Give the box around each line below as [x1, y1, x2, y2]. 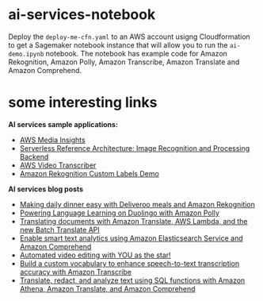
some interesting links [8, 94, 158, 112]
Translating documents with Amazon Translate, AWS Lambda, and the [19, 216, 248, 226]
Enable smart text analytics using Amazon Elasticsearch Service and [19, 233, 243, 243]
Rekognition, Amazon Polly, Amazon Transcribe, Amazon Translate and [8, 57, 240, 67]
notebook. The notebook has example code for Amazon [45, 48, 228, 58]
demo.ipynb [8, 50, 44, 58]
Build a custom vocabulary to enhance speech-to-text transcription [19, 258, 240, 268]
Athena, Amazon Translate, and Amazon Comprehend [19, 284, 196, 293]
